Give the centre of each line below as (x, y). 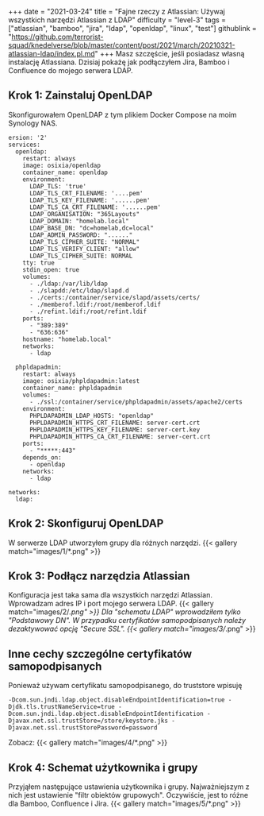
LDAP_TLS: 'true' (58, 186)
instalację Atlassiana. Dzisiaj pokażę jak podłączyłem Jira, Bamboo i (119, 62)
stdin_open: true (51, 269)
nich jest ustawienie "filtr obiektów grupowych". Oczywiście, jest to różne (128, 795)
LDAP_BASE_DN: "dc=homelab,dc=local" (92, 228)
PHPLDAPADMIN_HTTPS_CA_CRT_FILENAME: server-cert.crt (120, 436)
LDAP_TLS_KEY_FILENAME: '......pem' (90, 200)
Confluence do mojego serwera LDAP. (71, 70)
